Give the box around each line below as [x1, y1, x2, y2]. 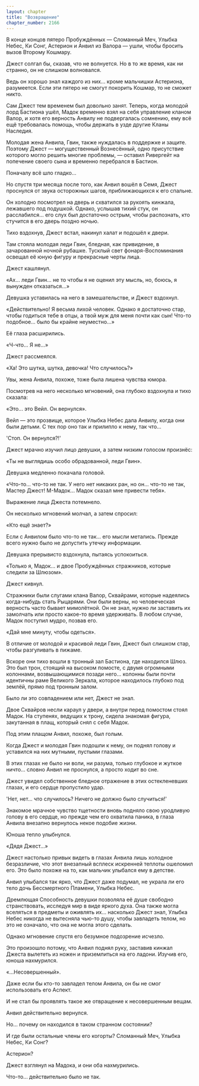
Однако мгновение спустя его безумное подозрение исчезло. [6, 933, 165, 940]
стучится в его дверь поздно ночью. [6, 218, 99, 225]
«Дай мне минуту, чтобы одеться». [6, 628, 96, 636]
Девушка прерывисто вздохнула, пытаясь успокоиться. [6, 551, 149, 558]
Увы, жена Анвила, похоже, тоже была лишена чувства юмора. [6, 376, 168, 383]
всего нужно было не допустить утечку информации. [6, 539, 141, 547]
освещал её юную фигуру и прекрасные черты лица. [6, 253, 141, 260]
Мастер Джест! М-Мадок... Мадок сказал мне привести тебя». [6, 487, 166, 494]
